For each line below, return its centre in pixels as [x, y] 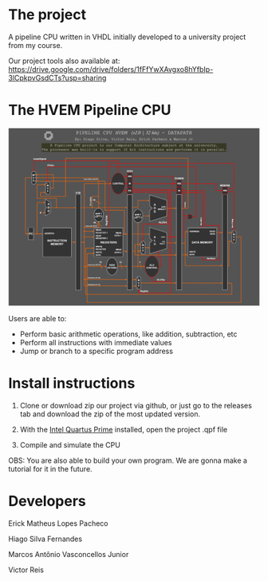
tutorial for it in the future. [51, 468]
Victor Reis [26, 570]
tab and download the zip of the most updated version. [110, 414]
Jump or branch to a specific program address [97, 351]
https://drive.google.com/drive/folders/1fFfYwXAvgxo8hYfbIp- [111, 69]
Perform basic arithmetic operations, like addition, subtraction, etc [128, 334]
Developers [47, 501]
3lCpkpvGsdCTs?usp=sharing [57, 78]
